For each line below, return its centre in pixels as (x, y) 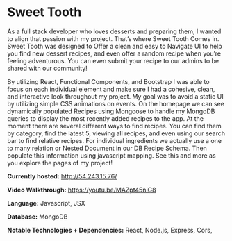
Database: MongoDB (38, 217)
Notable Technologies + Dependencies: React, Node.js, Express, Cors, (110, 230)
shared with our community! (48, 68)
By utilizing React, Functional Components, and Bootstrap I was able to (108, 81)
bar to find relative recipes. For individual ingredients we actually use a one (115, 140)
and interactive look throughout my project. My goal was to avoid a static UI (115, 96)
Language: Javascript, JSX (46, 203)
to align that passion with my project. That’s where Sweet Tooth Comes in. (113, 38)
